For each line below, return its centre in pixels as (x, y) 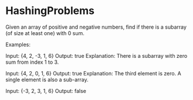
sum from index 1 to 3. (32, 62)
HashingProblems (50, 11)
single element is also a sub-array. (47, 80)
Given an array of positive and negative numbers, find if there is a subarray (96, 27)
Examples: (18, 44)
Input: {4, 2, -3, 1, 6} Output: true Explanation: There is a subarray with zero (97, 56)
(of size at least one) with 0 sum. (45, 33)
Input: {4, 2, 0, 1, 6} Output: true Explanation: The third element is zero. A (93, 73)
